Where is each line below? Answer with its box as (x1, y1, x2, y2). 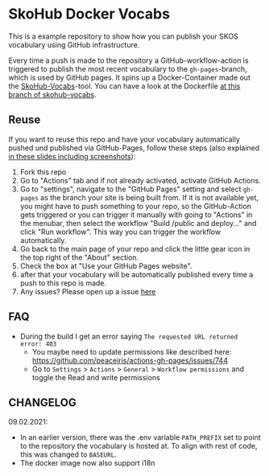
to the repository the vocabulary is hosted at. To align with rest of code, (19, 441, 258, 451)
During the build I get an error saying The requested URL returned (19, 331, 238, 341)
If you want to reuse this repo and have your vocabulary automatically (8, 134, 240, 144)
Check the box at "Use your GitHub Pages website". (19, 261, 192, 270)
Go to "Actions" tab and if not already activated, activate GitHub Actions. (19, 175, 262, 185)
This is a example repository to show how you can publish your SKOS (8, 31, 239, 41)
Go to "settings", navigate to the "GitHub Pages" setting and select (19, 184, 242, 194)
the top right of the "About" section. (19, 252, 139, 262)
